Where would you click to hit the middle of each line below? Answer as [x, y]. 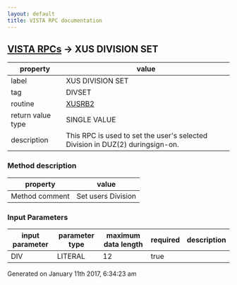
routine [23, 104]
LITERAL [71, 256]
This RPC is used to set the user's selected [137, 136]
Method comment [40, 196]
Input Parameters [38, 217]
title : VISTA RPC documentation [55, 21]
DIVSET [79, 93]
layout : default [31, 14]
